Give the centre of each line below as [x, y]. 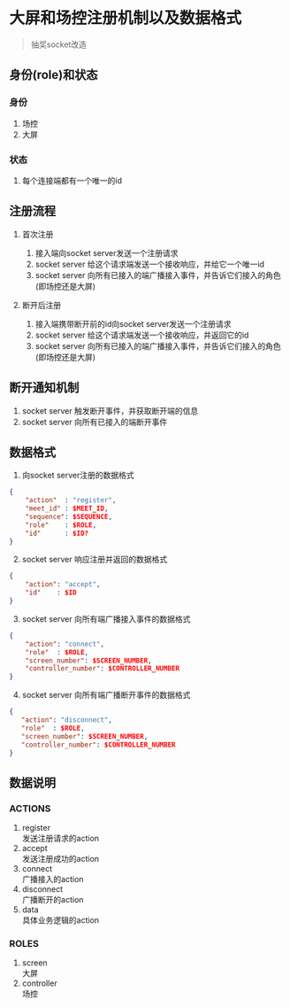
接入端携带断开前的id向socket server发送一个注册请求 [133, 323]
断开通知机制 [44, 387]
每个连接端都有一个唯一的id [72, 180]
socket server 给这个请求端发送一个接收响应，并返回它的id [142, 335]
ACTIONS [30, 809]
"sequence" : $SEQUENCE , [69, 516]
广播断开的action [53, 900]
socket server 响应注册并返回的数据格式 [95, 560]
